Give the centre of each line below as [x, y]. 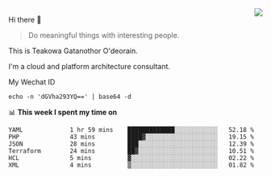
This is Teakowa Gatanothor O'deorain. [73, 51]
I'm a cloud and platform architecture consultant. [90, 66]
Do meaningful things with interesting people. [104, 35]
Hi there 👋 [25, 20]
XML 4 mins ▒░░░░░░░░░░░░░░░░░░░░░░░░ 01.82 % [131, 165]
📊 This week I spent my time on [63, 112]
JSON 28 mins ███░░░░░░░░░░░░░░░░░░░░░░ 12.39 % [131, 144]
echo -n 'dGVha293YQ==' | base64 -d [70, 97]
